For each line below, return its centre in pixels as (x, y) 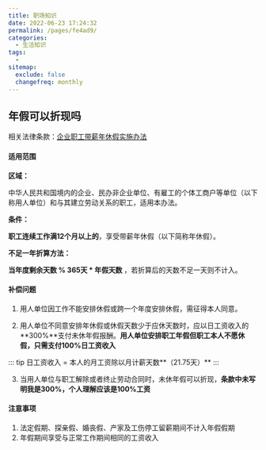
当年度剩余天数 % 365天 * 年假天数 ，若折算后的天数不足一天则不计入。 (125, 270)
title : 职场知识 (32, 15)
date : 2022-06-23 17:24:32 (53, 23)
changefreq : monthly (49, 82)
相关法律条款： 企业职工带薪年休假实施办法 (78, 137)
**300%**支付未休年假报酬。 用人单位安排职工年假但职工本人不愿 (129, 335)
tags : (17, 52)
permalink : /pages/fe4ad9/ (53, 30)
